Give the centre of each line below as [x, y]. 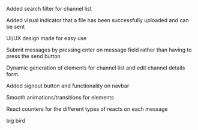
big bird [16, 120]
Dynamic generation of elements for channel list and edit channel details [96, 68]
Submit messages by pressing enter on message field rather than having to [99, 50]
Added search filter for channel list [49, 9]
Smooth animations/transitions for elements [60, 97]
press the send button [34, 56]
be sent [16, 27]
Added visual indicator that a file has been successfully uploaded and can [97, 20]
